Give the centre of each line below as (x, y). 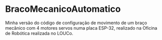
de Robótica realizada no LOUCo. (39, 33)
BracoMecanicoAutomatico (63, 9)
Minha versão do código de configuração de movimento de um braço (76, 23)
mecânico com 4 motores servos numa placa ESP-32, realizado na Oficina (81, 28)
